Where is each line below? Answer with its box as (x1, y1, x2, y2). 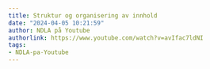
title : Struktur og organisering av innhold (8, 11, 158, 20)
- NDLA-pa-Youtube (8, 48, 69, 56)
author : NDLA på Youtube (8, 26, 90, 34)
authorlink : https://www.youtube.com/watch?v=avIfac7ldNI (8, 33, 204, 42)
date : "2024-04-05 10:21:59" (8, 19, 105, 27)
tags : (8, 41, 26, 49)
